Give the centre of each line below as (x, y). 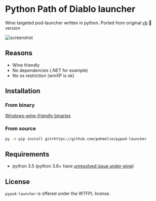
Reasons (19, 53)
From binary (20, 105)
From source (20, 128)
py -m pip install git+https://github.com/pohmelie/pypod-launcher (76, 139)
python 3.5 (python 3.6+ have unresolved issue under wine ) (73, 166)
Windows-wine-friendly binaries (38, 116)
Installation (23, 91)
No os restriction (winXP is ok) (43, 76)
